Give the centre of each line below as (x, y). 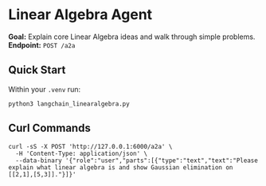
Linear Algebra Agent (80, 15)
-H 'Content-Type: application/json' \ (82, 153)
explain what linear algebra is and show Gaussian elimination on (121, 167)
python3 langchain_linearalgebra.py (69, 104)
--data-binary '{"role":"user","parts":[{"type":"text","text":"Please (137, 161)
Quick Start (37, 70)
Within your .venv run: (45, 89)
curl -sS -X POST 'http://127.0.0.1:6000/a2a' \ (90, 146)
